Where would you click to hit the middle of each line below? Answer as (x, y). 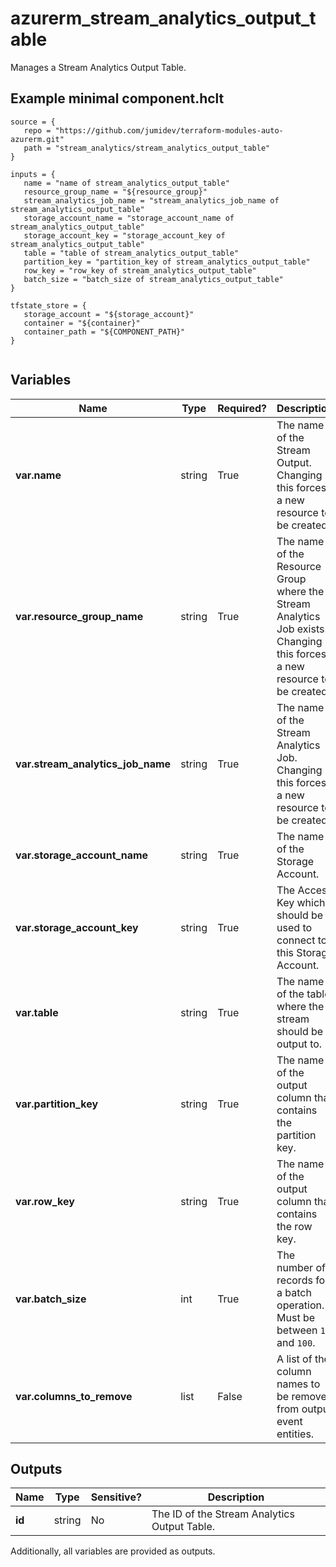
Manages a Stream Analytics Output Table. (98, 67)
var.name (38, 475)
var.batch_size (51, 1299)
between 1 (301, 1330)
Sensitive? (116, 1497)
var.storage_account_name (82, 855)
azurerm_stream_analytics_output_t (163, 18)
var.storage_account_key (77, 927)
